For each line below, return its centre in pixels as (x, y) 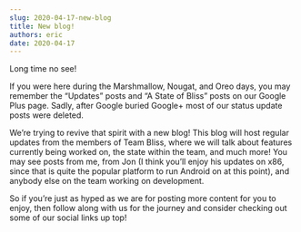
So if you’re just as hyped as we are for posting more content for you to (143, 198)
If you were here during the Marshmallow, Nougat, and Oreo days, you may (150, 86)
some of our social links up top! (68, 217)
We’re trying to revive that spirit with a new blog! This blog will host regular (149, 133)
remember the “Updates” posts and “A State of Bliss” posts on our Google (148, 96)
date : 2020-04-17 (42, 43)
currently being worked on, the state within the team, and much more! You (149, 152)
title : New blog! (42, 26)
